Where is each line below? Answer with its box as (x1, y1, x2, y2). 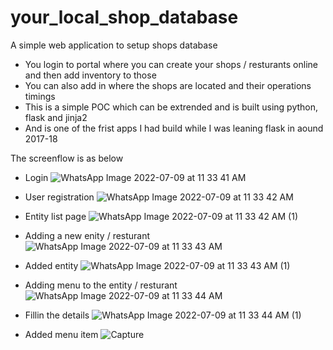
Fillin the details (24, 309, 90, 321)
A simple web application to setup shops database (10, 39, 218, 51)
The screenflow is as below (10, 152, 124, 164)
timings (24, 90, 56, 102)
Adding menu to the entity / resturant (24, 279, 178, 291)
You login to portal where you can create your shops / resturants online (24, 58, 318, 70)
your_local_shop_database (10, 6, 239, 29)
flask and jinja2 (24, 111, 88, 123)
